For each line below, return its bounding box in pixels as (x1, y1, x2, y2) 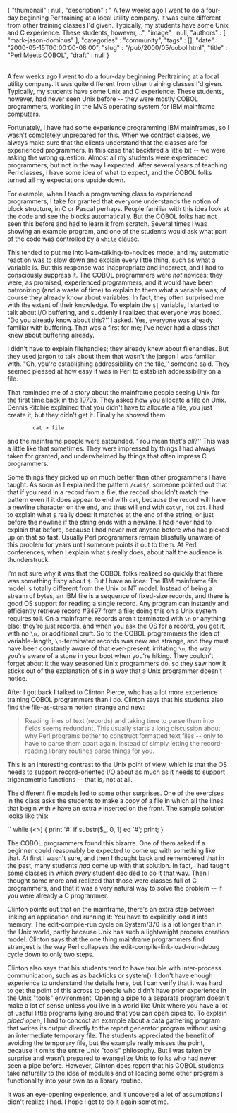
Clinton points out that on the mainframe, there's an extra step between (7, 905, 215, 913)
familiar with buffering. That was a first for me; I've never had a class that (7, 323, 220, 331)
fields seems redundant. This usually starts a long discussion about (24, 724, 221, 732)
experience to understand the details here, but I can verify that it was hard (7, 979, 223, 987)
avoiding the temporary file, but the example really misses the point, (7, 1039, 205, 1047)
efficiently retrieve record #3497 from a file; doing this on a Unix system (7, 607, 217, 615)
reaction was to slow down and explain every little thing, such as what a (7, 256, 216, 264)
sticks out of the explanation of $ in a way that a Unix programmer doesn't (7, 667, 222, 675)
